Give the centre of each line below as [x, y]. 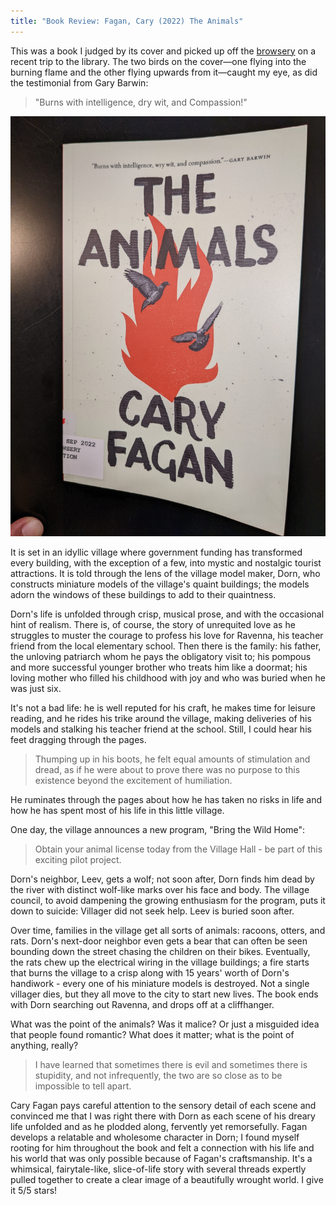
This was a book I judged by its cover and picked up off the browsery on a [163, 51]
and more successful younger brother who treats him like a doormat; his [159, 667]
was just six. [36, 688]
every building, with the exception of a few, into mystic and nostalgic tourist [166, 562]
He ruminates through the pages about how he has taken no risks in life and [166, 799]
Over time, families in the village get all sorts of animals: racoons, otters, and [168, 930]
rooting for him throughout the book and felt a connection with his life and [162, 1147]
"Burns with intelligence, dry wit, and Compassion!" [141, 102]
